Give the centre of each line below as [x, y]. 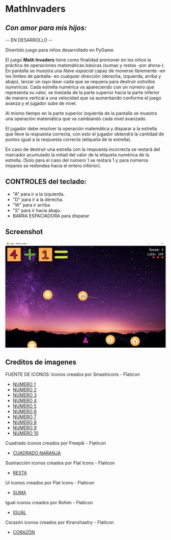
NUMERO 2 [25, 390]
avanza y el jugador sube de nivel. [41, 103]
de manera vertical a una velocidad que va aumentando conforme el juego [83, 98]
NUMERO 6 [25, 412]
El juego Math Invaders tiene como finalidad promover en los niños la [78, 60]
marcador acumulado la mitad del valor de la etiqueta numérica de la [77, 155]
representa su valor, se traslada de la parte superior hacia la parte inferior [82, 92]
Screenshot [24, 232]
